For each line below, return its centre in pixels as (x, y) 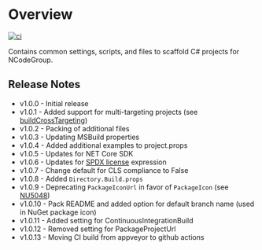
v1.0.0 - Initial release (54, 103)
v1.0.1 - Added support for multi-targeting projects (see (109, 112)
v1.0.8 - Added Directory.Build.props (81, 178)
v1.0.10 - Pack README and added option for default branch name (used (137, 204)
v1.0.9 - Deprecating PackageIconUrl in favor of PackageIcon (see (124, 187)
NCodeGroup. (31, 60)
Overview (41, 15)
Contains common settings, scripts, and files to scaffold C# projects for (124, 51)
